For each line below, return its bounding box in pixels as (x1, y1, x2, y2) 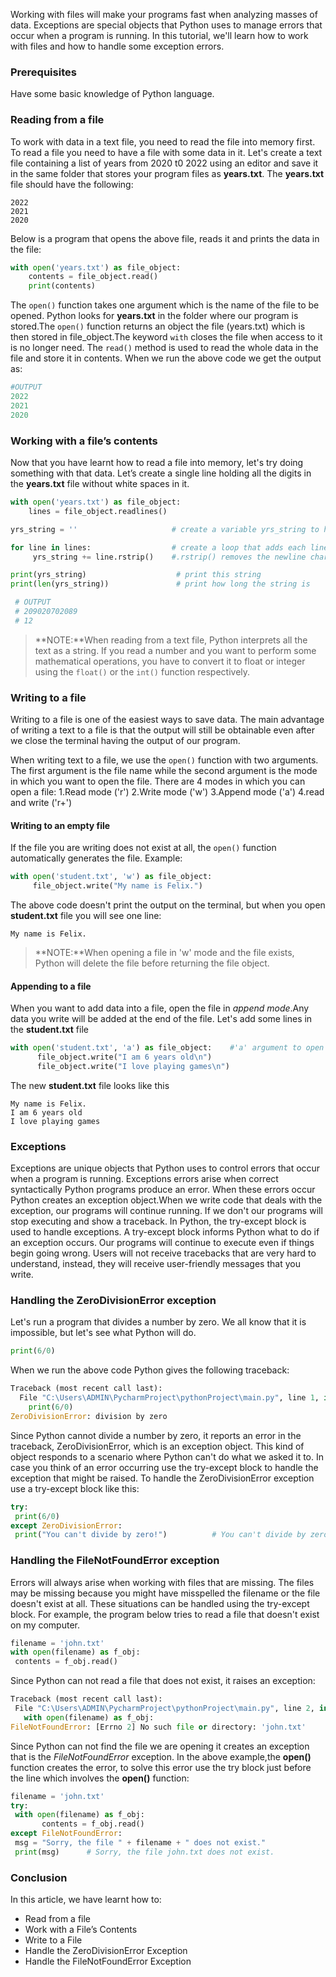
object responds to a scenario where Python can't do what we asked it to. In (10, 1450, 325, 1463)
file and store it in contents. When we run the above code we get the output (10, 352, 322, 364)
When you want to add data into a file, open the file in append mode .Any (10, 1002, 310, 1014)
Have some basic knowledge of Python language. (10, 88, 215, 100)
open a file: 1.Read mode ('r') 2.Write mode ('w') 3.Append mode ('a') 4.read (10, 786, 325, 798)
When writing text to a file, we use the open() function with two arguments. (10, 754, 319, 766)
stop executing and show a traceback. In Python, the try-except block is (10, 1215, 307, 1228)
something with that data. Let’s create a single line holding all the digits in (10, 467, 312, 479)
